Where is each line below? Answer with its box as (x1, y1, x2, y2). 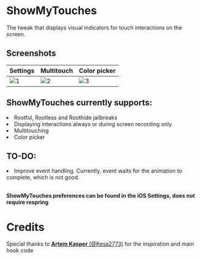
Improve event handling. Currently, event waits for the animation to (14, 167, 183, 175)
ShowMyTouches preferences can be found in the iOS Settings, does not (6, 192, 195, 200)
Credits (6, 220, 45, 234)
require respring (6, 198, 49, 206)
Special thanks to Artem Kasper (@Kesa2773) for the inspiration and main (6, 240, 194, 248)
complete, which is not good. (6, 174, 80, 181)
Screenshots (6, 48, 56, 59)
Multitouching (14, 127, 49, 134)
